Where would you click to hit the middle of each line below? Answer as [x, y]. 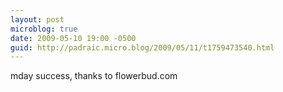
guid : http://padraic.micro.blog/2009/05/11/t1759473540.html [142, 47]
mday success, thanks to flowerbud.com [94, 76]
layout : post [37, 19]
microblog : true [44, 29]
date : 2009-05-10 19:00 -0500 [73, 38]
